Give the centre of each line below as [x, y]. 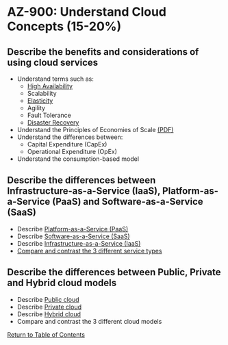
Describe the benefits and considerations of [103, 52]
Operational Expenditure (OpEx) [72, 152]
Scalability [42, 93]
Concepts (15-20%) [64, 26]
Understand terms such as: [55, 79]
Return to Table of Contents [46, 334]
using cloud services [53, 62]
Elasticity [40, 101]
